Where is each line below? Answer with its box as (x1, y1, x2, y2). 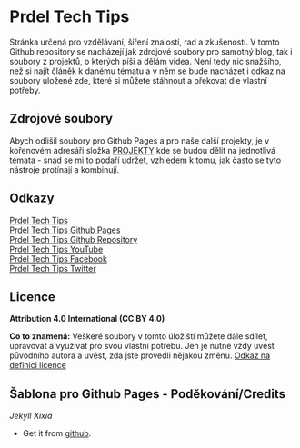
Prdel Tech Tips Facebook (9, 253, 107, 264)
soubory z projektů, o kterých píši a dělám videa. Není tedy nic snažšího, (9, 55, 282, 66)
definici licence (9, 360, 66, 371)
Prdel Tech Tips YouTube (9, 244, 104, 254)
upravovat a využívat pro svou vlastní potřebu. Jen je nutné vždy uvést (9, 341, 275, 352)
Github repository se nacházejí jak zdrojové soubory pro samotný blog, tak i (9, 45, 293, 56)
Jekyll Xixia (9, 411, 53, 422)
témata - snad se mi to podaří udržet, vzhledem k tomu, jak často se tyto (9, 154, 282, 165)
